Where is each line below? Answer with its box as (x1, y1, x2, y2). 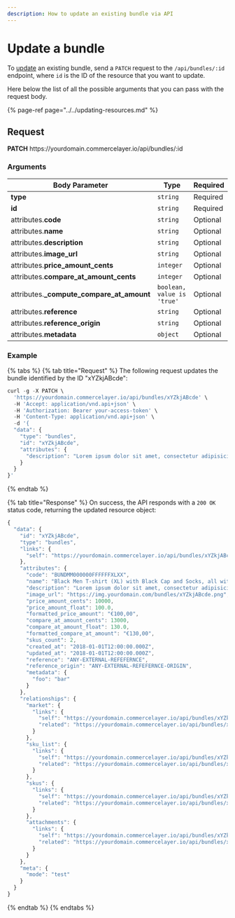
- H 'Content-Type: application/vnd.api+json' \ (13, 413, 155, 420)
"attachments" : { (25, 819, 77, 826)
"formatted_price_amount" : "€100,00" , (25, 610, 139, 617)
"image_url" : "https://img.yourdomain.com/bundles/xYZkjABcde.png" (25, 591, 227, 598)
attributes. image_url (10, 249, 78, 259)
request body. (7, 92, 48, 100)
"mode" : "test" (25, 871, 71, 878)
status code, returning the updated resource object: (7, 506, 157, 514)
